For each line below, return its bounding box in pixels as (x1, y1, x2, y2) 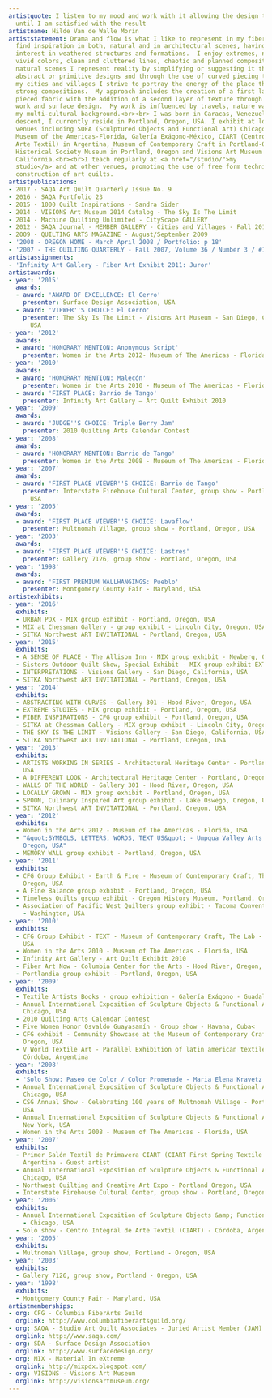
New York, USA (23, 1121, 70, 1129)
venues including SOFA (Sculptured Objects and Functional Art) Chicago (15, 125, 266, 133)
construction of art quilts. (15, 170, 114, 179)
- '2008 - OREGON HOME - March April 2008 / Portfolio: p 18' (8, 239, 223, 247)
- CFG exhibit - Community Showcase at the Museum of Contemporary (15, 1030, 249, 1039)
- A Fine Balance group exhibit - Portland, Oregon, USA (15, 887, 212, 895)
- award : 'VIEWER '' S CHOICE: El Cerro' (15, 306, 151, 314)
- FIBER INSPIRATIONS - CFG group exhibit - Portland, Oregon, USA (15, 713, 249, 722)
